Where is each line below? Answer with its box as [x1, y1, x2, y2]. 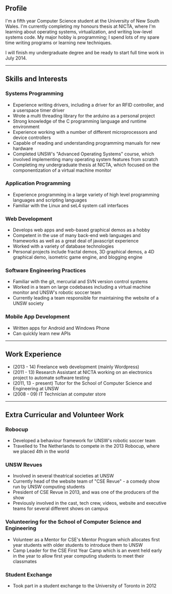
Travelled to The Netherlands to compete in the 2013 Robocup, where [12, 443, 160, 449]
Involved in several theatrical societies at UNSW [12, 473, 114, 479]
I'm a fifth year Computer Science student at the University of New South [5, 17, 160, 24]
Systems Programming [5, 90, 64, 97]
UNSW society [12, 300, 44, 307]
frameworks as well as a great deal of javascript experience [12, 238, 139, 244]
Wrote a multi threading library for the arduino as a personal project [12, 112, 155, 118]
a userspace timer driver [12, 107, 65, 113]
